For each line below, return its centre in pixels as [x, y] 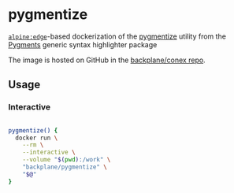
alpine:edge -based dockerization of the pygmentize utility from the [117, 36]
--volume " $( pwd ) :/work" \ [67, 160]
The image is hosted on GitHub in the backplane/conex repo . [107, 60]
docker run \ [37, 138]
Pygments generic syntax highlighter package [83, 44]
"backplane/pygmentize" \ [65, 167]
